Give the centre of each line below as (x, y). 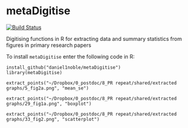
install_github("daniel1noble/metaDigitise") (63, 67)
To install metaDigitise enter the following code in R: (70, 56)
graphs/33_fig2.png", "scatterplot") (53, 119)
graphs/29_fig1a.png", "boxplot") (49, 104)
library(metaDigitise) (34, 72)
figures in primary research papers (49, 45)
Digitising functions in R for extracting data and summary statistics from (94, 39)
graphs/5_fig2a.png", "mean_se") (48, 88)
